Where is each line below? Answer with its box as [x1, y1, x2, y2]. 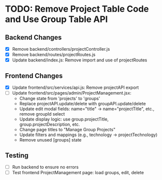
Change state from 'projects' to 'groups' [19, 96, 101, 101]
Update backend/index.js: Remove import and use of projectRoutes [12, 57, 147, 63]
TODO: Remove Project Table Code [5, 3, 149, 15]
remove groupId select [19, 111, 65, 117]
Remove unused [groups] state [19, 137, 82, 143]
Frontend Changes [5, 72, 63, 80]
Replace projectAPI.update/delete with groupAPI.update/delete [19, 101, 146, 107]
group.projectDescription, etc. [19, 121, 80, 127]
